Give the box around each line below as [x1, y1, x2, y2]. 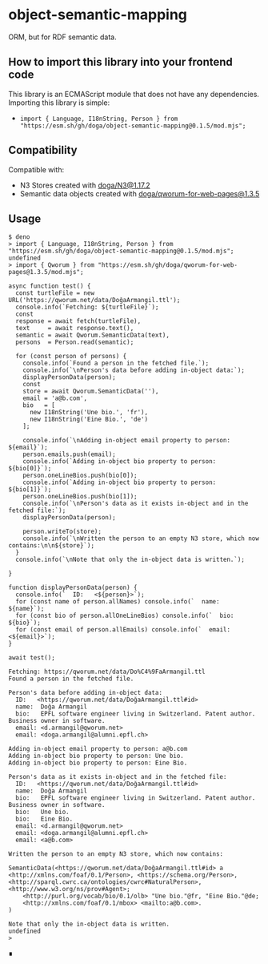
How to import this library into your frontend [8, 55, 234, 69]
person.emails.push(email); [22, 450, 116, 458]
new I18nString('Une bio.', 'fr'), [29, 409, 149, 417]
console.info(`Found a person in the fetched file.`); [22, 359, 210, 368]
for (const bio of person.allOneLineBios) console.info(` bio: [15, 611, 234, 620]
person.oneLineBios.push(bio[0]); [22, 471, 138, 480]
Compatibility [8, 143, 78, 157]
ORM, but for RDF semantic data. [8, 32, 118, 42]
